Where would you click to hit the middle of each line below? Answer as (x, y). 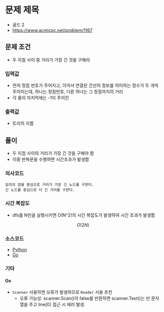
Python (20, 250)
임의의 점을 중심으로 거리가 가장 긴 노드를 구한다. (49, 185)
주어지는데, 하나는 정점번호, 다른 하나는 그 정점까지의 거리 (68, 92)
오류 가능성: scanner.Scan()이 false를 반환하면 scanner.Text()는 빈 (85, 298)
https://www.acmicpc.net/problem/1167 (52, 30)
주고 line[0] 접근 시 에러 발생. (57, 305)
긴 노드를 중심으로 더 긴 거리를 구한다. (40, 190)
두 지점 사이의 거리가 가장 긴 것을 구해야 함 (53, 153)
